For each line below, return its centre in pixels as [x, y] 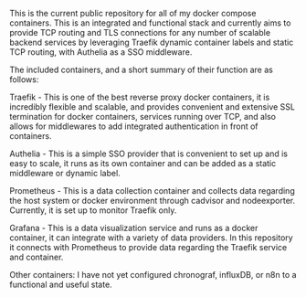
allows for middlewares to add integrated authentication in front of [134, 126]
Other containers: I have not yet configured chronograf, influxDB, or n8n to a [153, 275]
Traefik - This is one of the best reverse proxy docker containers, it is [140, 97]
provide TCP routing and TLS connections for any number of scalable [140, 32]
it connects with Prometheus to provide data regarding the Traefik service [148, 247]
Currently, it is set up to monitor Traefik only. [93, 210]
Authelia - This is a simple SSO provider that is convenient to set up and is [148, 154]
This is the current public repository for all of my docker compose [133, 13]
